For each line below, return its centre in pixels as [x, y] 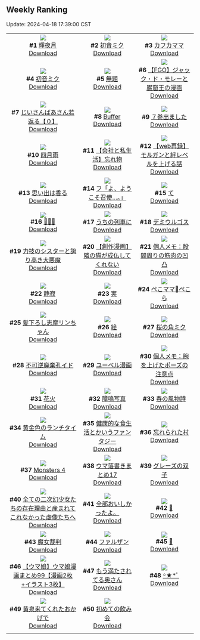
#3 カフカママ [165, 45]
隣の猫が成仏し [104, 255]
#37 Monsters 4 [43, 469]
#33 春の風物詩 [164, 398]
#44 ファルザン [107, 542]
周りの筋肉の [165, 255]
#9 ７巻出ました [165, 117]
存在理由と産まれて [49, 508]
